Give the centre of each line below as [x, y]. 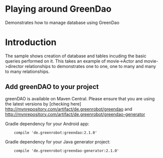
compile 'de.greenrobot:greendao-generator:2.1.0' [67, 151]
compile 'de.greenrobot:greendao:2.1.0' [56, 133]
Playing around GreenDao [58, 9]
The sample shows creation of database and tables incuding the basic [76, 56]
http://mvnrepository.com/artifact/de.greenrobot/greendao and [69, 109]
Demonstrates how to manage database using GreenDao [62, 23]
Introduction [31, 42]
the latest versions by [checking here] [43, 104]
